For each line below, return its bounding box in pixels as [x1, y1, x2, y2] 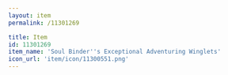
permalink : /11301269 [8, 19, 80, 27]
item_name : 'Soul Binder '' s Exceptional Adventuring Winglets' [8, 48, 222, 56]
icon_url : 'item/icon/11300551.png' [8, 55, 129, 63]
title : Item [8, 33, 47, 41]
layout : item [8, 11, 51, 20]
